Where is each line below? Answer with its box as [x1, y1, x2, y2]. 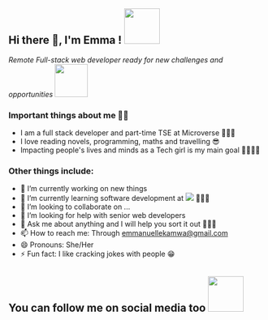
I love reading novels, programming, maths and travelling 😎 [19, 137, 220, 147]
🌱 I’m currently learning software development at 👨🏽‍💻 [19, 194, 210, 203]
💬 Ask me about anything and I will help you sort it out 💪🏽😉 [19, 220, 217, 229]
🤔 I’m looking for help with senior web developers [19, 211, 186, 220]
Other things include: [8, 165, 94, 177]
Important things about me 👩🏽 [8, 109, 129, 121]
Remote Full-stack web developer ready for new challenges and [8, 54, 223, 65]
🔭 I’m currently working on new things [19, 184, 148, 194]
